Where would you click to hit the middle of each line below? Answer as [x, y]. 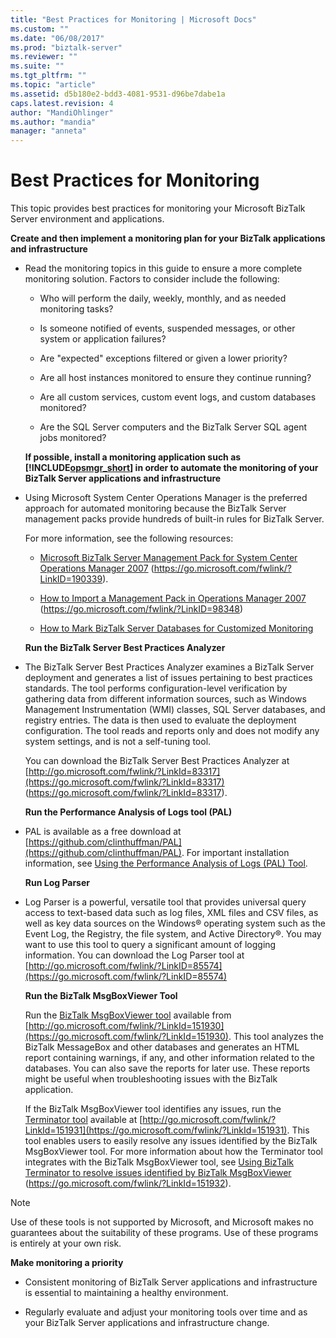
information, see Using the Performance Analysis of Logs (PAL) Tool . [166, 863]
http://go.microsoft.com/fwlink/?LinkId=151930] [126, 1026]
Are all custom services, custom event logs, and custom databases [178, 397]
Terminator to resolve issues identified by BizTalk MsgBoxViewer [158, 1173]
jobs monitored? [73, 438]
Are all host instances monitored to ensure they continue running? [175, 378]
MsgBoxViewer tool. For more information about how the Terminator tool [174, 1152]
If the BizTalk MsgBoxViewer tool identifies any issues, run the [153, 1109]
